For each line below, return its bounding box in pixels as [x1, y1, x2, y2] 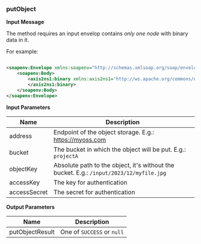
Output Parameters [6, 203, 55, 210]
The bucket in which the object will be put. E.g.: [53, 145, 187, 153]
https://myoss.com [53, 135, 106, 144]
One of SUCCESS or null [60, 227, 124, 236]
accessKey [9, 178, 40, 186]
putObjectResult [9, 227, 55, 236]
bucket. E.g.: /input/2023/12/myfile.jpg [53, 168, 166, 177]
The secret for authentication [53, 188, 136, 196]
